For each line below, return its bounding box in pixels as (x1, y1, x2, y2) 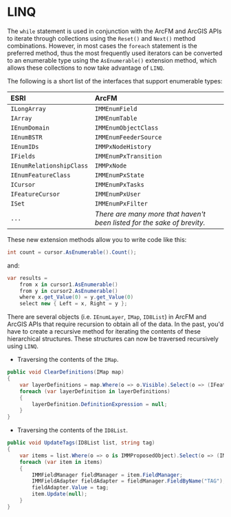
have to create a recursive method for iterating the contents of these (7, 327, 201, 336)
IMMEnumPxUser (95, 190, 141, 198)
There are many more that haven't (95, 209, 206, 219)
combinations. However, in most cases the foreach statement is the (7, 41, 198, 50)
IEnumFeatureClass (10, 171, 71, 179)
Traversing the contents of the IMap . (16, 356, 119, 364)
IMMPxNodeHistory (95, 143, 152, 150)
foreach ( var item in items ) (19, 458, 103, 465)
